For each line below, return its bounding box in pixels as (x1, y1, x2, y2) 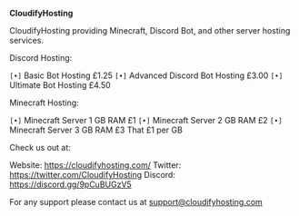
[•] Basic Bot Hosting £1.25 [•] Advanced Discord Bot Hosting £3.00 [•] (9, 70, 284, 81)
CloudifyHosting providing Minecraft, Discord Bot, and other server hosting (9, 25, 291, 35)
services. (9, 35, 44, 45)
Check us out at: (9, 142, 71, 152)
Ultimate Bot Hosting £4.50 (9, 80, 111, 90)
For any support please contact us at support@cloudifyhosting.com (9, 197, 264, 207)
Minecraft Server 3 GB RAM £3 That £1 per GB (9, 124, 184, 135)
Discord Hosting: (9, 53, 73, 63)
